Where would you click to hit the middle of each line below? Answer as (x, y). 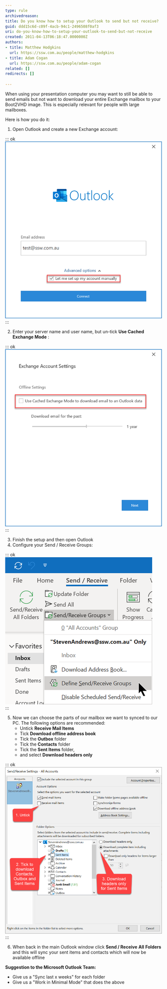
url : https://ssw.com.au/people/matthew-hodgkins (62, 52)
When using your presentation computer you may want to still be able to (79, 94)
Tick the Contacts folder (45, 744)
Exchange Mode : (31, 337)
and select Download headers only (56, 755)
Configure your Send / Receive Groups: (53, 545)
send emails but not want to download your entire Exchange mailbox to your (83, 99)
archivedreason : (22, 16)
